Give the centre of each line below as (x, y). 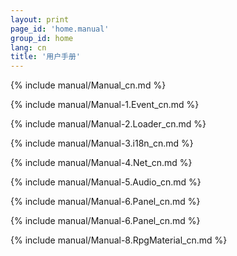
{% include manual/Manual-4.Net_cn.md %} (101, 163)
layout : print (40, 19)
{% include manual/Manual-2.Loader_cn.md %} (108, 124)
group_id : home (42, 38)
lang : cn (28, 47)
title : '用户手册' (46, 57)
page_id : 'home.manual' (60, 29)
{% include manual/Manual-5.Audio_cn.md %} (106, 182)
